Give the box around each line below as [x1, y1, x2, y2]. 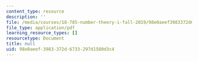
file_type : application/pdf [6, 24, 75, 31]
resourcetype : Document [6, 35, 65, 41]
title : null [6, 41, 35, 47]
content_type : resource [6, 8, 65, 15]
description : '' [6, 14, 46, 20]
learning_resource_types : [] [6, 30, 78, 36]
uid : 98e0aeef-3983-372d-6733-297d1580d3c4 [6, 46, 115, 52]
